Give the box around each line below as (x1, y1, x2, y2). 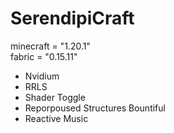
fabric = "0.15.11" (10, 50, 78, 62)
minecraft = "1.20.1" (10, 40, 91, 52)
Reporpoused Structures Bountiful (24, 102, 166, 114)
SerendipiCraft (10, 7, 135, 30)
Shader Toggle (24, 91, 86, 103)
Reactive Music (24, 112, 89, 124)
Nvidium (24, 70, 60, 82)
